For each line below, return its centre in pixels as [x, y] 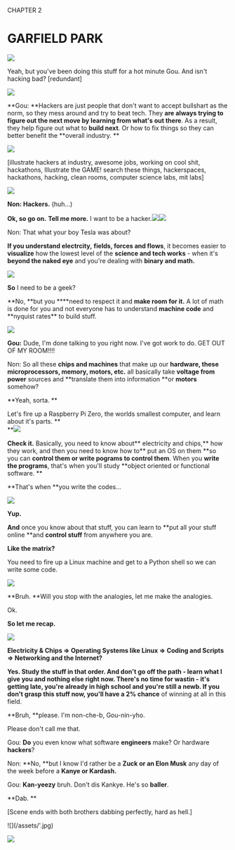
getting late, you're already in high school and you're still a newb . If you [113, 686]
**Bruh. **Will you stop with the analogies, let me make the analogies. [110, 596]
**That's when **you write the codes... [64, 487]
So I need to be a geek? [41, 287]
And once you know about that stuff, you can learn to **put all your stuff [112, 527]
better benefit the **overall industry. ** [63, 135]
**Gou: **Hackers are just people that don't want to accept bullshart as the [117, 106]
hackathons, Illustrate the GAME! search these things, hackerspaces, [107, 170]
